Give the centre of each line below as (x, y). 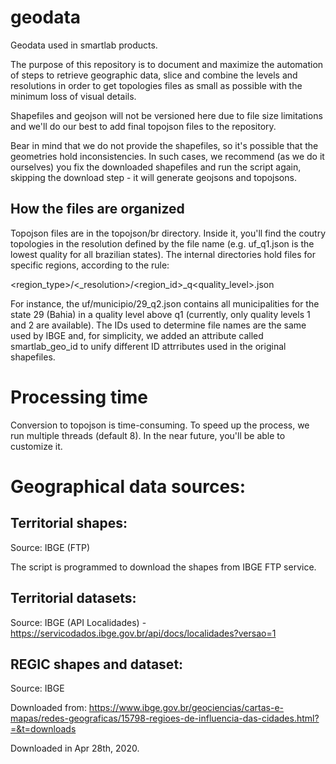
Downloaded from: (48, 708)
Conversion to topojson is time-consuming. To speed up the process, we (160, 425)
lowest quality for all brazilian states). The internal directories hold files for (163, 254)
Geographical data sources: (128, 486)
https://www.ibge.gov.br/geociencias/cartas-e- (186, 708)
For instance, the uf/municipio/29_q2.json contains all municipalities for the (165, 303)
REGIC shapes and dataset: (97, 664)
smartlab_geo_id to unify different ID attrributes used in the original (148, 346)
